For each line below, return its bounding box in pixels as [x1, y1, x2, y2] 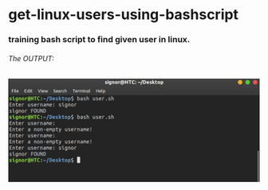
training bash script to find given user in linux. [8, 34, 191, 45]
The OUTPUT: [8, 53, 54, 63]
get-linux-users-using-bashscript [8, 6, 239, 24]
